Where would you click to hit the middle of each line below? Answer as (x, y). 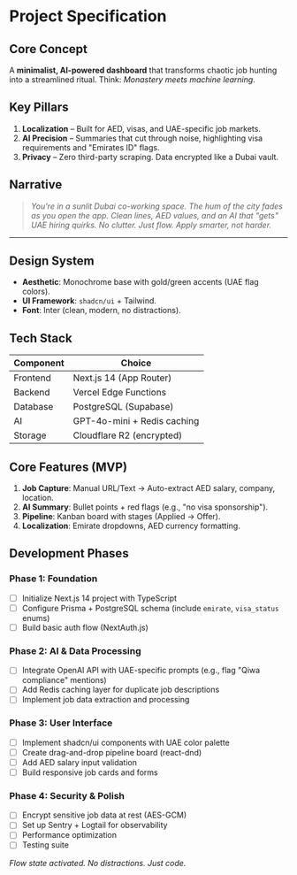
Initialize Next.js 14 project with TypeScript (99, 598)
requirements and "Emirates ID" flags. (91, 147)
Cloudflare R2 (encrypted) (128, 435)
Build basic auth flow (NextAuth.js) (85, 627)
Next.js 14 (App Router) (122, 378)
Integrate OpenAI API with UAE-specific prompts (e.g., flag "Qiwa (141, 671)
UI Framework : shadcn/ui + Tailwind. (89, 301)
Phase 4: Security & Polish (67, 795)
